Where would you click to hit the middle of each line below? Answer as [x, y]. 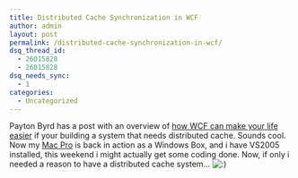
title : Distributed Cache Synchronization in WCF [104, 17]
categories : [31, 92]
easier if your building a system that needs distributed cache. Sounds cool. [148, 136]
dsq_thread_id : [38, 51]
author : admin [36, 26]
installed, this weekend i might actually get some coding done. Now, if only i [149, 155]
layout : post [34, 34]
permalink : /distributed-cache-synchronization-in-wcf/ [116, 42]
